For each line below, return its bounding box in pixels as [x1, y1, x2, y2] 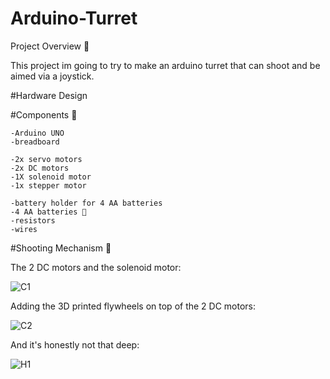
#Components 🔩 [10, 108, 78, 121]
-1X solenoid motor [10, 172, 92, 182]
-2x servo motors [10, 154, 83, 164]
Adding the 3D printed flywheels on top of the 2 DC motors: [10, 300, 257, 312]
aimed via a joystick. [10, 70, 95, 82]
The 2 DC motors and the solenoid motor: [10, 261, 182, 273]
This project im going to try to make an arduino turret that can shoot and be [10, 59, 321, 71]
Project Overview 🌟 [10, 40, 90, 52]
